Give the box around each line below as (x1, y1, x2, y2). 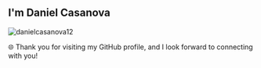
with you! (8, 51, 38, 60)
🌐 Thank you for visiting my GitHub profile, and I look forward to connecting (8, 42, 253, 52)
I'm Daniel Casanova (8, 6, 111, 20)
